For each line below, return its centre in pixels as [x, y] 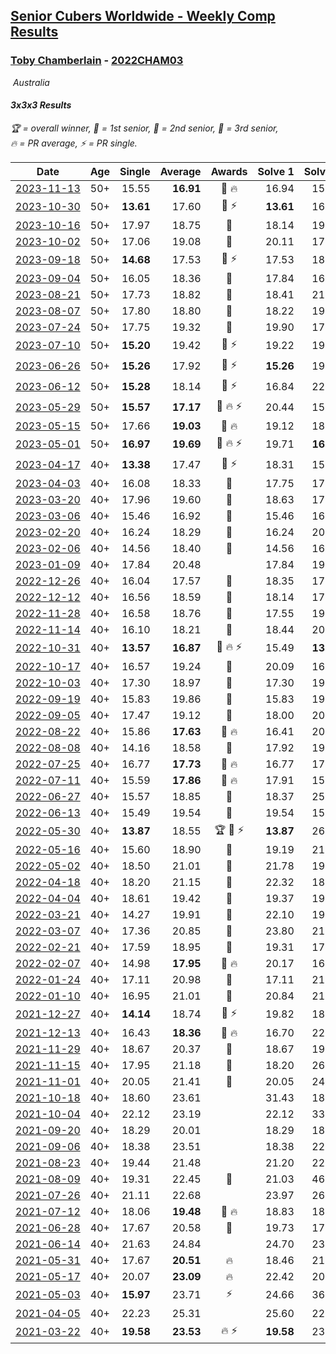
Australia [31, 82]
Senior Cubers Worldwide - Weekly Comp [143, 16]
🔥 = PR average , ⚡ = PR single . [74, 143]
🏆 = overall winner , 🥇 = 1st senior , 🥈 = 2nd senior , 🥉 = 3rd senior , [144, 128]
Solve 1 [276, 171]
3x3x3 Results [41, 105]
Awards [229, 171]
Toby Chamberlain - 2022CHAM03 [97, 61]
